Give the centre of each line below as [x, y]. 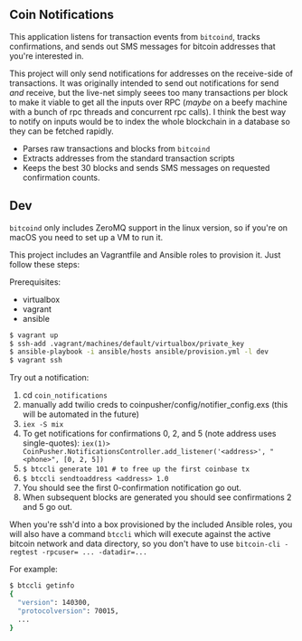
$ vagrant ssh [36, 361]
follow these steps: [44, 264]
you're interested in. [47, 56]
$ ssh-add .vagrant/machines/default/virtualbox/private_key [127, 344]
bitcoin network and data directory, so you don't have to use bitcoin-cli [145, 544]
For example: [34, 570]
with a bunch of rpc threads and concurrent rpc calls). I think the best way [148, 111]
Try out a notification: [49, 378]
